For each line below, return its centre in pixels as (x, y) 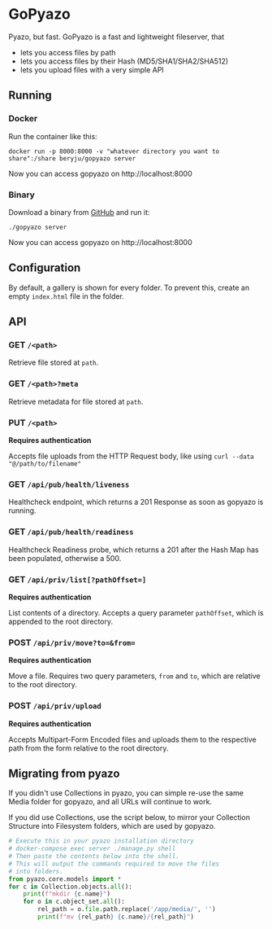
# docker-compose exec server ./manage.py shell (92, 849)
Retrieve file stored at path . (54, 362)
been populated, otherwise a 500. (65, 558)
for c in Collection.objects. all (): (70, 887)
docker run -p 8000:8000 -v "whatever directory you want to (114, 151)
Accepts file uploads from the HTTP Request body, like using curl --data (131, 456)
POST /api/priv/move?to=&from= (72, 642)
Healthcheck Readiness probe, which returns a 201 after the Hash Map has (134, 550)
